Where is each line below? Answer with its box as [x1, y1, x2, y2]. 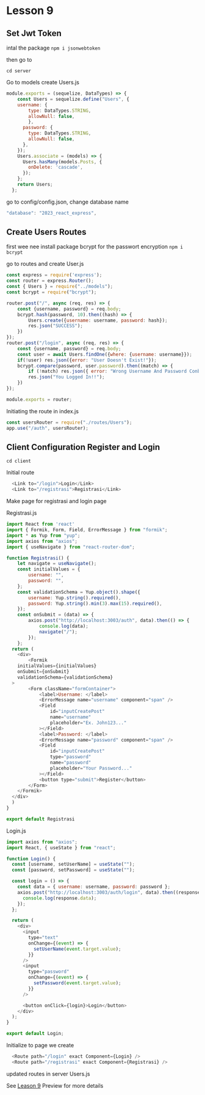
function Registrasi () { [6, 555, 70, 561]
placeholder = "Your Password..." [49, 765, 132, 771]
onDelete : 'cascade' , [28, 164, 84, 171]
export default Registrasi [6, 816, 75, 822]
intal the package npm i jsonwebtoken [6, 44, 101, 51]
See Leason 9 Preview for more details [6, 1082, 104, 1089]
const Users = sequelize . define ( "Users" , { [17, 96, 130, 102]
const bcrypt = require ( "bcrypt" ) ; [6, 289, 97, 295]
